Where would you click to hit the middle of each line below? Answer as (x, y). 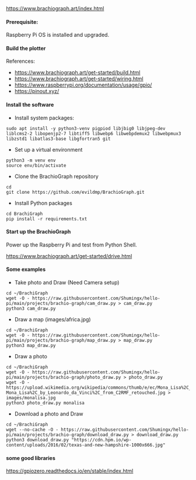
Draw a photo (31, 356)
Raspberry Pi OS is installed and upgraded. (58, 35)
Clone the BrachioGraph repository (56, 176)
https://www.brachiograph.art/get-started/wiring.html (79, 79)
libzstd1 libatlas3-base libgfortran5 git (58, 139)
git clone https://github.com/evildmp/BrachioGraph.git (75, 192)
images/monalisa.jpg (31, 398)
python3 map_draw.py (31, 346)
